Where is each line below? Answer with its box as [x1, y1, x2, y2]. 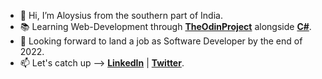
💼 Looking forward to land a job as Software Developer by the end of [19, 35, 303, 47]
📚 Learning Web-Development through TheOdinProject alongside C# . [19, 21, 312, 32]
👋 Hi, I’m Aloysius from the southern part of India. [19, 10, 223, 21]
